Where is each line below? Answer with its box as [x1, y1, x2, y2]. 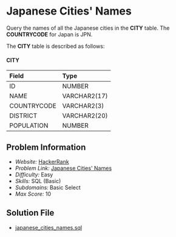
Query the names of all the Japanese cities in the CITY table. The [6, 24, 170, 32]
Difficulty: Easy [15, 171, 53, 178]
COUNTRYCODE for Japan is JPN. [6, 30, 93, 38]
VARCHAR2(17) [62, 92, 108, 101]
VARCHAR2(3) [62, 102, 104, 110]
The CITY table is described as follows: [6, 42, 105, 50]
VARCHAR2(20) [62, 112, 108, 120]
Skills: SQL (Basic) [15, 177, 61, 184]
